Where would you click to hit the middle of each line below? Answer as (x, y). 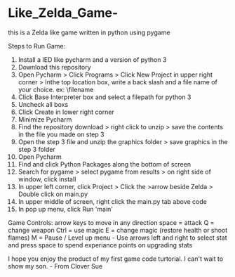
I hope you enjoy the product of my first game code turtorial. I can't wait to (116, 259)
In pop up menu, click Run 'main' (66, 209)
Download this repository (54, 67)
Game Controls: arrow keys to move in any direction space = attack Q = (111, 222)
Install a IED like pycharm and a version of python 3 (92, 59)
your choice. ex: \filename (56, 89)
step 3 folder (36, 149)
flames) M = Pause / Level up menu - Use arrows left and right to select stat (117, 238)
